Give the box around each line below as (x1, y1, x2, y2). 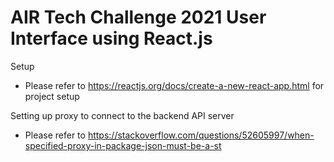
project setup (24, 90, 80, 102)
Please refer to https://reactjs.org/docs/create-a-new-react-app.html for (24, 79, 325, 91)
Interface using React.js (10, 27, 213, 50)
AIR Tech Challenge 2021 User (10, 6, 267, 29)
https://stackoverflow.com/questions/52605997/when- (87, 129, 315, 141)
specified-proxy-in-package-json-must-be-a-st (24, 139, 222, 151)
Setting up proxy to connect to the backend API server (10, 109, 235, 121)
